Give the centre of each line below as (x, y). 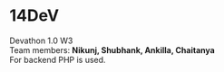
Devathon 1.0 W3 (41, 40)
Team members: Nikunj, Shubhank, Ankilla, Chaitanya (112, 49)
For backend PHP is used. (58, 59)
